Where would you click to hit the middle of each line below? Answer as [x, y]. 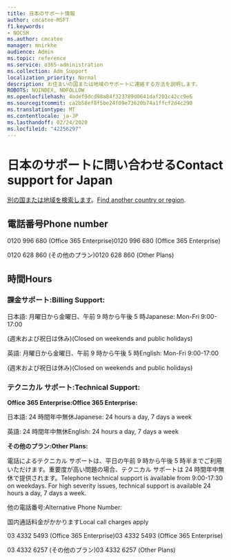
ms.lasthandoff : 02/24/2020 [48, 122]
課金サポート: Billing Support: [56, 300]
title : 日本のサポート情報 [41, 13]
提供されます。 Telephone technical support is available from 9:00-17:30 [121, 478]
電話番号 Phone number [58, 224]
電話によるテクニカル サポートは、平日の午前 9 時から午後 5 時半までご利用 [115, 461]
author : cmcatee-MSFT [38, 20]
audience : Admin [30, 52]
